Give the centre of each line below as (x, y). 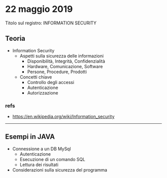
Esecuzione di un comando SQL (52, 159)
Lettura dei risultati (39, 165)
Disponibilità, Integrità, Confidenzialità (66, 61)
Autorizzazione (43, 92)
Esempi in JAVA (30, 137)
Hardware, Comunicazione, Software (65, 66)
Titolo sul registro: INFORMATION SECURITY (51, 23)
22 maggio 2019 (39, 9)
